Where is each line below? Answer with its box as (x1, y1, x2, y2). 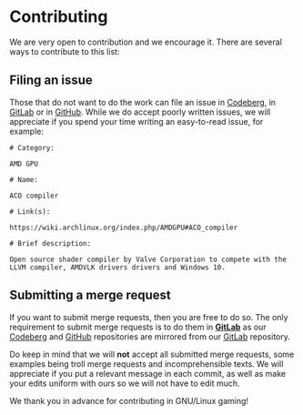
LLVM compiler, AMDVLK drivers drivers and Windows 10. (9, 262, 226, 272)
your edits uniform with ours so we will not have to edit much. (9, 378, 240, 389)
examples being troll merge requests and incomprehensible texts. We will (9, 358, 284, 369)
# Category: (9, 143, 55, 152)
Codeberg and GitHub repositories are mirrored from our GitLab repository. (9, 330, 291, 342)
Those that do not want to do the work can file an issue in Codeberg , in (9, 96, 276, 107)
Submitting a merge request (9, 288, 171, 303)
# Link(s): (9, 207, 51, 216)
